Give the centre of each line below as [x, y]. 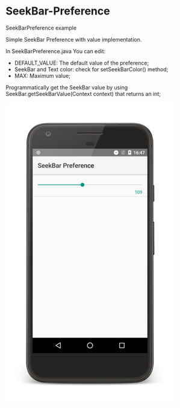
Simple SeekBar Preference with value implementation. [74, 39]
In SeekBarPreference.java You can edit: [56, 51]
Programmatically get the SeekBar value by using [67, 87]
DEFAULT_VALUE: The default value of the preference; [82, 63]
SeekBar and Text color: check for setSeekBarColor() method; [91, 69]
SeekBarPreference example [41, 28]
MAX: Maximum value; [42, 75]
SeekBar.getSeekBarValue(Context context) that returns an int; [83, 94]
